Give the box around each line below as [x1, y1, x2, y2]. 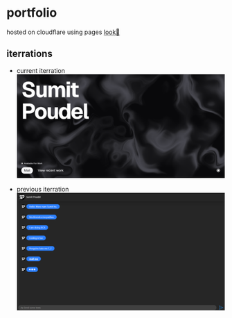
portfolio [6, 5, 57, 21]
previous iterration [16, 185, 69, 194]
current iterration [16, 66, 65, 74]
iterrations [6, 48, 53, 60]
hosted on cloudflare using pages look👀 [6, 28, 121, 36]
